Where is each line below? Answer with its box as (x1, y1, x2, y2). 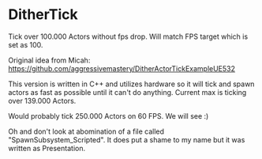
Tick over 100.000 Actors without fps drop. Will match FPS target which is (8, 32, 249, 41)
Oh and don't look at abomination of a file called (8, 127, 164, 136)
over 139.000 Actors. (8, 96, 77, 105)
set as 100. (8, 40, 43, 49)
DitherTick (8, 6, 79, 24)
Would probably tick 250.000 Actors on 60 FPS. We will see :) (8, 111, 209, 120)
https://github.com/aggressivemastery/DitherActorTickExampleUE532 (8, 63, 235, 73)
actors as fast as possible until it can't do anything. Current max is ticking (8, 87, 247, 97)
